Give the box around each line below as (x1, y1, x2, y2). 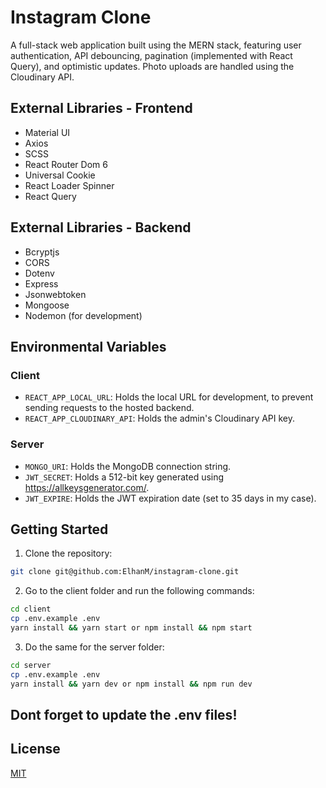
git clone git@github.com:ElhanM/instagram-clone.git (10, 567, 240, 577)
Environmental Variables (10, 338, 167, 355)
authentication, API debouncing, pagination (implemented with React (10, 49, 293, 61)
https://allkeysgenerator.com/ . (24, 481, 150, 493)
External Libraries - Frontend (10, 100, 193, 117)
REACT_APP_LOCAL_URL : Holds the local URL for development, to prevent (24, 391, 314, 403)
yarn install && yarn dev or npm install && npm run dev (10, 679, 253, 689)
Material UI (24, 126, 71, 138)
